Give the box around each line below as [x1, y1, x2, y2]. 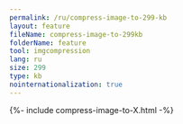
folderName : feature [9, 38, 87, 48]
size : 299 [9, 64, 47, 73]
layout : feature [9, 22, 70, 31]
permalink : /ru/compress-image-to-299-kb [9, 13, 168, 22]
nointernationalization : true [9, 80, 124, 89]
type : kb [9, 72, 42, 81]
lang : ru [9, 55, 42, 64]
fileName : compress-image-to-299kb [9, 30, 143, 39]
